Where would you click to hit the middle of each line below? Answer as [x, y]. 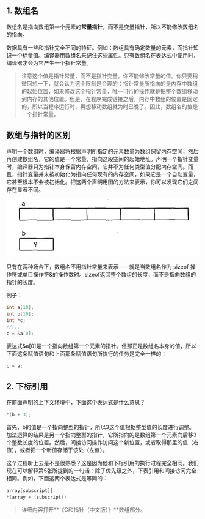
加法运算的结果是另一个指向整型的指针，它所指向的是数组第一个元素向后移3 [102, 435]
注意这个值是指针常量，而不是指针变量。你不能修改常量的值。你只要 [107, 76]
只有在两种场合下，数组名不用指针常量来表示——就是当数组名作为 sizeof [98, 267]
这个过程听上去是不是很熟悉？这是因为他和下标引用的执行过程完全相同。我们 [103, 463]
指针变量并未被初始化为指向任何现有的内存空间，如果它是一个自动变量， [108, 174]
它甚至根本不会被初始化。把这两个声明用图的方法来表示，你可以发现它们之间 [103, 182]
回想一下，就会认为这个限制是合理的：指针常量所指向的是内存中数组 [112, 83]
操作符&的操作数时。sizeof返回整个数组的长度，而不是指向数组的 [114, 275]
